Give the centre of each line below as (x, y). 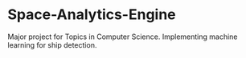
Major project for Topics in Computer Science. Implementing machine (123, 37)
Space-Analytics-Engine (92, 15)
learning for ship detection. (52, 44)
